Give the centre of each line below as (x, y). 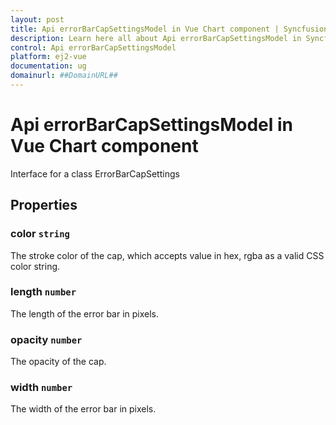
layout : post (37, 19)
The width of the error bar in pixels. (83, 409)
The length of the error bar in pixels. (85, 313)
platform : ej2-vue (48, 57)
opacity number (46, 339)
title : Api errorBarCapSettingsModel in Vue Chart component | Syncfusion (169, 29)
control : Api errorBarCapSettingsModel (93, 47)
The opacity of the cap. (58, 362)
